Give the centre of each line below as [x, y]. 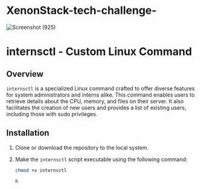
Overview [25, 74]
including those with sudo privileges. [52, 114]
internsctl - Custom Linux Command [99, 52]
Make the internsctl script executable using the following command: [101, 159]
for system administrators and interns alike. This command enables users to [101, 95]
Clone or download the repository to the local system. [82, 147]
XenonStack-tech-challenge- [81, 11]
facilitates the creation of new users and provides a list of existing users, [96, 107]
